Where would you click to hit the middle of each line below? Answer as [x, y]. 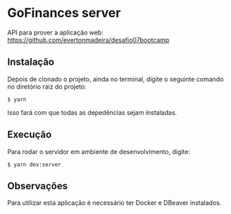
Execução [30, 135]
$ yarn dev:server [34, 164]
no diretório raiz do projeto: [47, 87]
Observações [38, 185]
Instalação [31, 62]
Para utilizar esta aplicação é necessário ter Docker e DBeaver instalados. [114, 203]
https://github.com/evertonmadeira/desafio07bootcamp [88, 39]
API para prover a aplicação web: [55, 32]
